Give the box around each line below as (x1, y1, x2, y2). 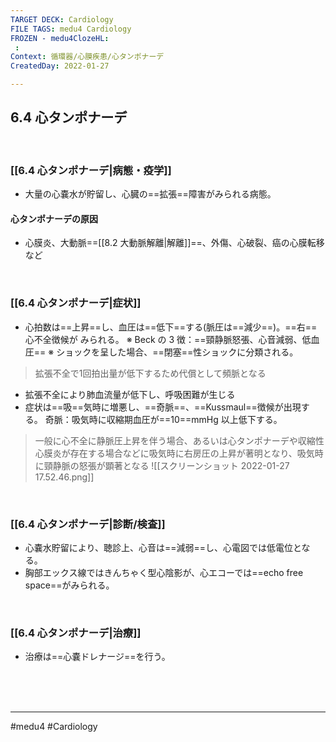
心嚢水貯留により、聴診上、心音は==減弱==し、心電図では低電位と (24, 541, 302, 553)
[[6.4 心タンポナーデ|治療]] (10, 626, 142, 640)
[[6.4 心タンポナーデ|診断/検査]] (10, 517, 166, 531)
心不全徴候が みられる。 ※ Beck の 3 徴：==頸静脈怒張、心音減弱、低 (24, 333, 312, 345)
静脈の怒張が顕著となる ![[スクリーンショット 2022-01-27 (52, 459, 290, 471)
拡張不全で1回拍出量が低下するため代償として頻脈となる (34, 367, 267, 379)
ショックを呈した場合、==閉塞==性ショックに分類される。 (56, 346, 299, 358)
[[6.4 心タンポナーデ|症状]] (10, 296, 142, 310)
